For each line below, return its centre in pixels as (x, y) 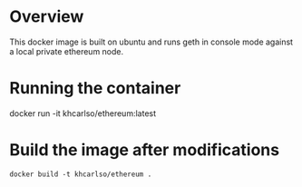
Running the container (95, 89)
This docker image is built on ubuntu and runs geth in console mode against (151, 42)
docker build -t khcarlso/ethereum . (81, 174)
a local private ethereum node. (67, 51)
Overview (47, 17)
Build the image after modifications (144, 150)
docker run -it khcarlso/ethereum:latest (83, 113)
